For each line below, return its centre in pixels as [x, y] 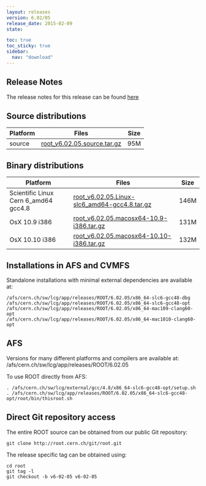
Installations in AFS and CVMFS [68, 265]
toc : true [19, 40]
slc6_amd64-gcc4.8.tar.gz [113, 205]
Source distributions [46, 116]
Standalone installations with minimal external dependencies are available [99, 280]
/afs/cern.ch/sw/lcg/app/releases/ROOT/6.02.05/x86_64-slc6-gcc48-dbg [98, 298]
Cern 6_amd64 [31, 201]
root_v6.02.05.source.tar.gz [81, 143]
